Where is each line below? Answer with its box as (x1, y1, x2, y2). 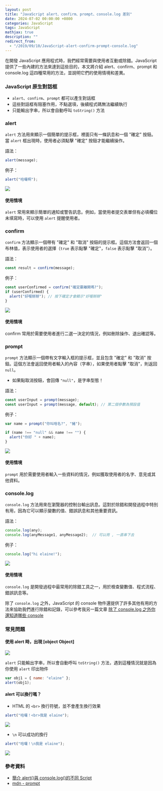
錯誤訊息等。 (5, 590, 31, 596)
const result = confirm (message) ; (5, 266, 75, 271)
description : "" (5, 35, 38, 40)
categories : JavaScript (5, 21, 54, 26)
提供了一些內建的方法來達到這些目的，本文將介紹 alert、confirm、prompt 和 (5, 64, 157, 69)
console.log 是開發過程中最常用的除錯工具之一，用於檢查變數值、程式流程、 (5, 583, 158, 589)
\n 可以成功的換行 (12, 731, 48, 737)
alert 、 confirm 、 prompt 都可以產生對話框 (12, 95, 96, 101)
